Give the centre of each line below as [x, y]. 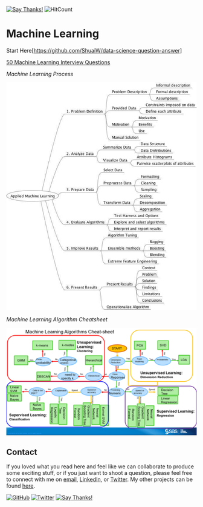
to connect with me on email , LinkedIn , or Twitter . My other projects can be [100, 479]
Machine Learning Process [40, 74]
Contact [22, 452]
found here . [21, 486]
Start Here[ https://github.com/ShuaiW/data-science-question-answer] [94, 50]
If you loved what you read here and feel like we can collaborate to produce [100, 466]
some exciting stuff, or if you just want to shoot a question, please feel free [99, 473]
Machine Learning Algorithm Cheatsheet [57, 319]
